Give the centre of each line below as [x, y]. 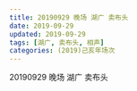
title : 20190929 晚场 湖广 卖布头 [69, 17]
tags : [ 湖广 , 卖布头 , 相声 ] [57, 42]
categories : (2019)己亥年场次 [62, 51]
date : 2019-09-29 [42, 26]
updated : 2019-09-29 [48, 34]
